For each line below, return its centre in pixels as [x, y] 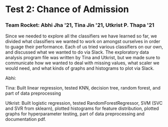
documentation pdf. [26, 119]
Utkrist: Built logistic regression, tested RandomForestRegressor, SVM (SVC [84, 103]
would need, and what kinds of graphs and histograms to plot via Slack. [80, 68]
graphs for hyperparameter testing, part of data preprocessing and [75, 114]
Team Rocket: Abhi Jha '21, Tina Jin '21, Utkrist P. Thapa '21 [80, 25]
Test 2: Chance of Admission [67, 9]
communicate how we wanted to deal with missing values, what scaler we [82, 63]
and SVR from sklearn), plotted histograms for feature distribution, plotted [82, 109]
